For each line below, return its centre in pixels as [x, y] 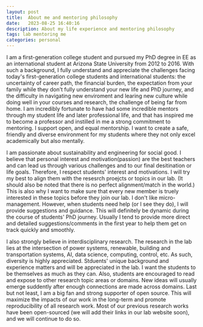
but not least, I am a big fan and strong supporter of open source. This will [99, 293]
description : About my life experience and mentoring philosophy [90, 29]
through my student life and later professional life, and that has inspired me [100, 115]
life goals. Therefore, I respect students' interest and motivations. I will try [98, 172]
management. [24, 204]
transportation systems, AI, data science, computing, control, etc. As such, [99, 254]
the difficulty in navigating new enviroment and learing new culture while [97, 96]
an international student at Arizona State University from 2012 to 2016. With [100, 64]
